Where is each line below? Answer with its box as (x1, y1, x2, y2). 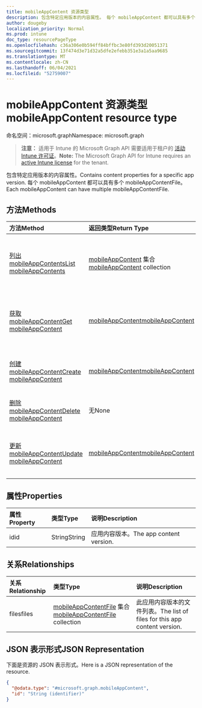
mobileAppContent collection (88, 263, 171, 271)
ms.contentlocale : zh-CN (6, 59, 69, 65)
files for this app (136, 615, 182, 623)
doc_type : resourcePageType (6, 37, 77, 43)
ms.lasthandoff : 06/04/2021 (6, 64, 77, 71)
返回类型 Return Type (88, 224, 149, 232)
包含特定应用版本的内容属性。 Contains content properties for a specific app (6, 171, 194, 179)
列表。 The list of (142, 607, 189, 615)
